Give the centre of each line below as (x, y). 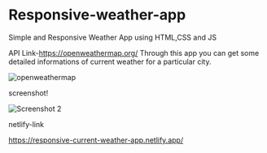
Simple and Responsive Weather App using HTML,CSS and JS (113, 37)
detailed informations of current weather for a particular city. (110, 62)
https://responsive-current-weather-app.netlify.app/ (96, 140)
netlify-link (26, 124)
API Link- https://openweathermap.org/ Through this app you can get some (134, 53)
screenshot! (28, 93)
